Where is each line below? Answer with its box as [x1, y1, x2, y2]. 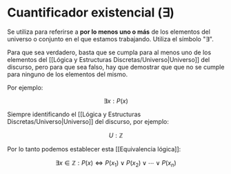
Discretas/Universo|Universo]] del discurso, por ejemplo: [7, 117, 169, 125]
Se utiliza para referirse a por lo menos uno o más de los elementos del [7, 28, 210, 36]
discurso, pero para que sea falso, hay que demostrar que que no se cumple [7, 63, 225, 71]
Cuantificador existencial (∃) [7, 5, 174, 21]
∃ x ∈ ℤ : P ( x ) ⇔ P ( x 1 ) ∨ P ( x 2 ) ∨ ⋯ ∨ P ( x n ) [54, 158, 177, 168]
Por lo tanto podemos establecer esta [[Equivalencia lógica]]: [7, 144, 181, 153]
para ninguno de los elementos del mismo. [7, 70, 128, 78]
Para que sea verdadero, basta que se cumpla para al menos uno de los [7, 48, 212, 56]
